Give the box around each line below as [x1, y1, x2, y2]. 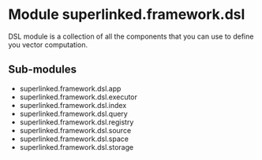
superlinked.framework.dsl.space [19, 134, 129, 143]
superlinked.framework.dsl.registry [19, 117, 134, 127]
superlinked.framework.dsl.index [19, 100, 127, 110]
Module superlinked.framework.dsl [8, 6, 245, 24]
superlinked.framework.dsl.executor [19, 92, 138, 102]
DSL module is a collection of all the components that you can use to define [8, 32, 254, 41]
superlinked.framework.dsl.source [19, 125, 132, 135]
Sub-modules [8, 63, 77, 76]
